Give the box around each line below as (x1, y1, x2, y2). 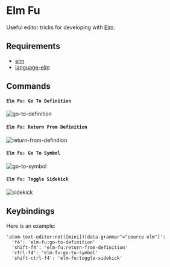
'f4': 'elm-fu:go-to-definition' (11, 239, 96, 245)
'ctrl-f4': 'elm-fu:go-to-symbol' (11, 249, 98, 256)
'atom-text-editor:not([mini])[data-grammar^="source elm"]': (6, 234, 166, 240)
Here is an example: (6, 222, 56, 230)
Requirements (6, 41, 60, 51)
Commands (6, 81, 51, 91)
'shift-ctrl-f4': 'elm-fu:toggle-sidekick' (11, 255, 122, 261)
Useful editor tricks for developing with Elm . (6, 24, 116, 31)
